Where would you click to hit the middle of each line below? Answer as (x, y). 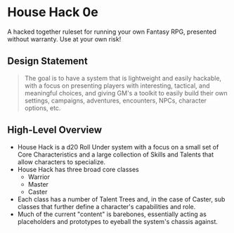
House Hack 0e (53, 12)
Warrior (39, 177)
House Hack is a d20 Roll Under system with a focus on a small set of (118, 147)
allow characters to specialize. (61, 161)
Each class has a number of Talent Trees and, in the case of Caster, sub (121, 199)
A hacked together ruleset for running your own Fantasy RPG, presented (112, 32)
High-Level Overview (55, 130)
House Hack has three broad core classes (78, 169)
